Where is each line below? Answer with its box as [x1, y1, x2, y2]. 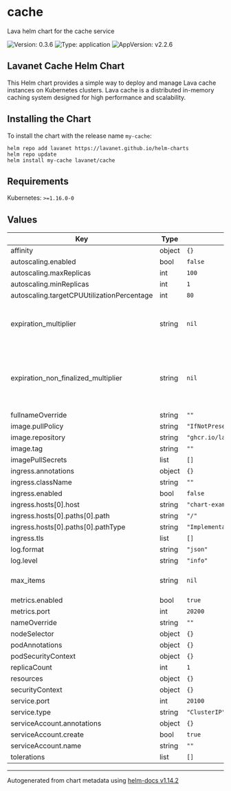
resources [10, 674, 43, 684]
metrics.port [10, 607, 50, 617]
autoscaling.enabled [10, 257, 76, 267]
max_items [10, 576, 46, 586]
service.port [10, 697, 50, 706]
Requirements [7, 175, 69, 187]
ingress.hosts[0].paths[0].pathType [10, 522, 126, 532]
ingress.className [10, 477, 72, 487]
